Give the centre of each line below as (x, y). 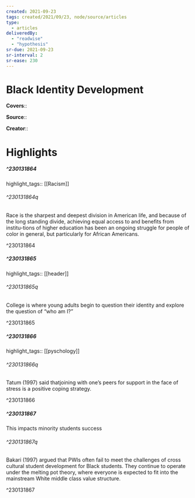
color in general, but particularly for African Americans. (73, 234)
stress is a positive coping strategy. (49, 389)
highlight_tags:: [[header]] (37, 273)
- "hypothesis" (30, 45)
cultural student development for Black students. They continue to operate (96, 466)
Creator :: (17, 128)
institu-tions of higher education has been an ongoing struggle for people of (98, 228)
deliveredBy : (22, 33)
